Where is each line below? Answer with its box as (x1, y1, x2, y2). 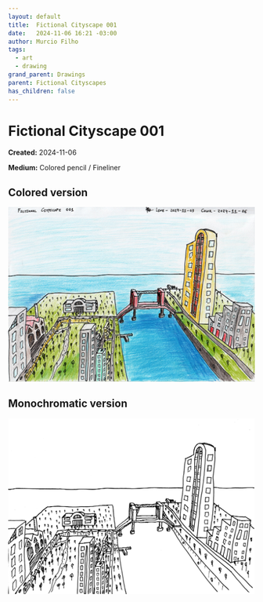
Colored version (8, 185, 88, 199)
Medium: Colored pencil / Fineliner (8, 163, 121, 173)
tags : (8, 46, 26, 54)
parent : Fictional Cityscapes (8, 78, 107, 86)
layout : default (8, 13, 61, 20)
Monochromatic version (8, 397, 128, 410)
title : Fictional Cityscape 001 (8, 20, 117, 29)
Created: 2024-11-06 (8, 148, 77, 157)
